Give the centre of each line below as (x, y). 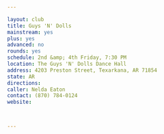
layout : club (26, 19)
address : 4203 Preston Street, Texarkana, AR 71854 (82, 70)
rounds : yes (24, 51)
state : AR (21, 77)
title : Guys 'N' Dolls (39, 26)
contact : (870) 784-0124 (42, 96)
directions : (24, 83)
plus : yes (21, 38)
